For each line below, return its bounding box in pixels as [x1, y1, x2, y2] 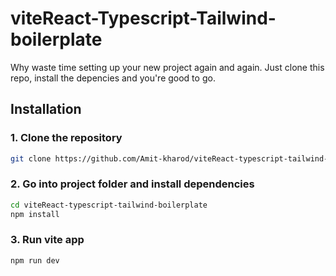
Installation [10, 101, 82, 118]
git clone [10, 153, 52, 164]
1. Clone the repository [10, 131, 123, 145]
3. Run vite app [10, 233, 85, 247]
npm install [10, 209, 60, 219]
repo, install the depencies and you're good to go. [10, 72, 216, 84]
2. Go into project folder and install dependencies [10, 177, 255, 191]
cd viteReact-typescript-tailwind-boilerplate [10, 200, 208, 210]
